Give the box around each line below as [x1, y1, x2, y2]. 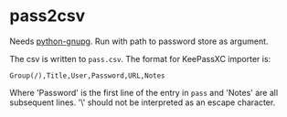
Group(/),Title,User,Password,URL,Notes [9, 70, 166, 80]
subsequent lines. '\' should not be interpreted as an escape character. [9, 97, 276, 108]
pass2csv [9, 5, 86, 27]
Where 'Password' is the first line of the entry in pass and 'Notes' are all [9, 87, 279, 98]
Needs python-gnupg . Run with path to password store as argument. [9, 36, 269, 47]
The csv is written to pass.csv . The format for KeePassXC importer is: [9, 53, 271, 64]
